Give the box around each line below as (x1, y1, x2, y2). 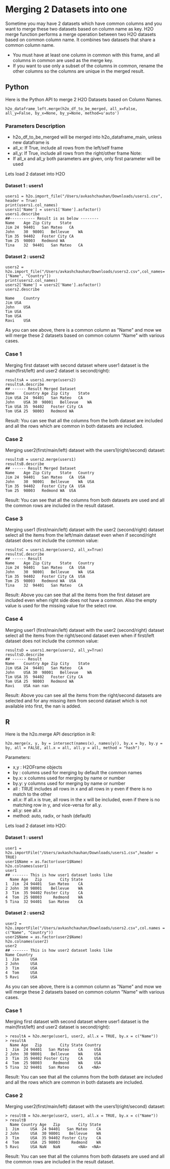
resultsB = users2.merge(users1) (5, 457, 76, 462)
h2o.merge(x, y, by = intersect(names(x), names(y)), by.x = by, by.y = (5, 741, 163, 746)
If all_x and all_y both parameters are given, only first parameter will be (12, 156, 161, 162)
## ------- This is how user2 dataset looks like (5, 948, 113, 953)
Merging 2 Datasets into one (5, 4, 127, 15)
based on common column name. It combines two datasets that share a (5, 37, 156, 43)
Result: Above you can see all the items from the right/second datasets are (5, 692, 162, 698)
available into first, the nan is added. (5, 703, 81, 709)
